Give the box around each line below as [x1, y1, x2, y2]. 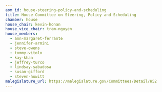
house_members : [5, 31, 38, 36]
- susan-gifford [10, 70, 45, 75]
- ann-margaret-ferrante [10, 36, 63, 41]
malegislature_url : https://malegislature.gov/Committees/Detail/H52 [5, 79, 157, 84]
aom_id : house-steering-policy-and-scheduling [5, 7, 107, 13]
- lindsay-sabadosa [10, 64, 52, 70]
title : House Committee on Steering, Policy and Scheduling [5, 12, 137, 17]
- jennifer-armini [10, 41, 50, 46]
